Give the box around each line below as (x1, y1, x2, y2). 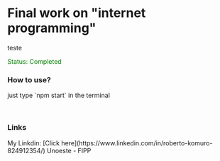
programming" (7, 20, 97, 36)
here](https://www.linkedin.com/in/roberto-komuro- (61, 138, 213, 147)
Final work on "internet (7, 5, 146, 21)
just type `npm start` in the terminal (7, 91, 110, 100)
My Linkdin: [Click (7, 138, 60, 147)
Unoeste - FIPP (47, 146, 92, 155)
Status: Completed (7, 57, 62, 65)
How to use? (7, 74, 51, 84)
